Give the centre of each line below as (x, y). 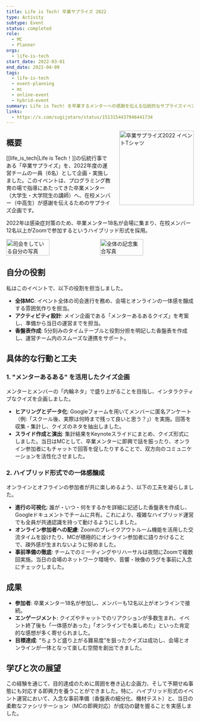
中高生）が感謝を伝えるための (53, 203)
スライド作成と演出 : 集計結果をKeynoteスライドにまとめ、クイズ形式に (102, 433)
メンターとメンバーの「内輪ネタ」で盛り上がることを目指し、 (82, 391)
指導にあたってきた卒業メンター (66, 188)
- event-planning (33, 84)
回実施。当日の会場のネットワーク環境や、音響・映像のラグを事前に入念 (103, 559)
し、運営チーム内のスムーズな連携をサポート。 (72, 338)
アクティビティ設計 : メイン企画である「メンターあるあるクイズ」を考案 (102, 315)
